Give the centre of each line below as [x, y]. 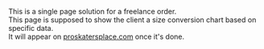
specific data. [31, 28]
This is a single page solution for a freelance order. [93, 11]
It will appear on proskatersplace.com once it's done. [97, 36]
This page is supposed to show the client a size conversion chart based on [132, 20]
